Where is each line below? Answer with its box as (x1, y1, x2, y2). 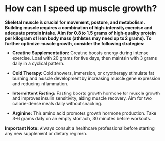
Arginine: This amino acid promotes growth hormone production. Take (12, 110, 157, 116)
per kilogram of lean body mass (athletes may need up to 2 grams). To (5, 35, 152, 41)
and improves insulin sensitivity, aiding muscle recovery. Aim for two (12, 95, 152, 101)
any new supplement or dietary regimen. (5, 130, 88, 136)
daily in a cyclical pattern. (12, 60, 65, 66)
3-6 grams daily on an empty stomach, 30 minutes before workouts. (12, 115, 152, 121)
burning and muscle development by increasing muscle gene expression (12, 75, 161, 81)
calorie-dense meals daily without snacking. (12, 100, 103, 106)
